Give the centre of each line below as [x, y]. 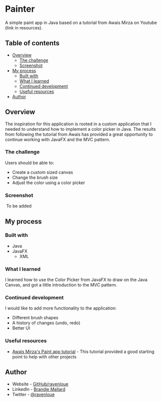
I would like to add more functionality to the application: [61, 308]
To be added [19, 206]
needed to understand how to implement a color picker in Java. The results [81, 129]
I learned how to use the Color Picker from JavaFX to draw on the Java [76, 280]
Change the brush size [35, 177]
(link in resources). [24, 27]
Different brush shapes [35, 318]
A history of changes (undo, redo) [46, 323]
